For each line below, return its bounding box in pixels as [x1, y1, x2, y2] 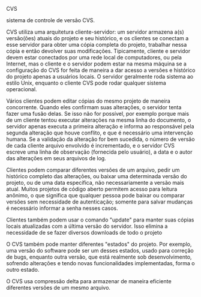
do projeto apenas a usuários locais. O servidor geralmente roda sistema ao [6, 73, 194, 80]
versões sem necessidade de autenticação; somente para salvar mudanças [6, 198, 193, 205]
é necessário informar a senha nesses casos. [6, 205, 118, 212]
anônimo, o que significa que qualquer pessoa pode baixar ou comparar [6, 192, 185, 199]
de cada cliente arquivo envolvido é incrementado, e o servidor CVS [6, 142, 175, 149]
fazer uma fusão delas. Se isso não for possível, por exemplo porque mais [6, 110, 190, 117]
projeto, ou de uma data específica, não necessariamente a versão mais [6, 179, 184, 186]
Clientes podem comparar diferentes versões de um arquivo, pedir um [6, 166, 180, 173]
